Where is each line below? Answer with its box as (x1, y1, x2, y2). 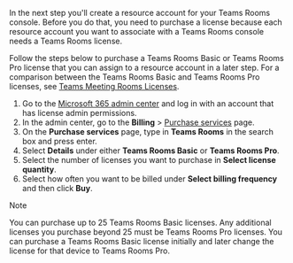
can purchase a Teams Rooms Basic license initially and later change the (9, 236, 274, 246)
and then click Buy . (21, 183, 93, 193)
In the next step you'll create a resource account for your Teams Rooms (9, 8, 271, 18)
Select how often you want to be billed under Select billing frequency (21, 174, 277, 184)
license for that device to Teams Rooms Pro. (9, 245, 171, 256)
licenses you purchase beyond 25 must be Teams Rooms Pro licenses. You (9, 227, 283, 237)
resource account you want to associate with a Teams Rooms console (9, 27, 264, 36)
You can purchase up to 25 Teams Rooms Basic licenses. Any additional (9, 217, 272, 228)
